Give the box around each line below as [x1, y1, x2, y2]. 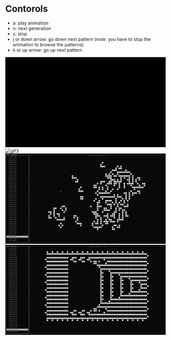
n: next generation [12, 25, 51, 31]
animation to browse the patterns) [12, 41, 84, 47]
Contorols [5, 3, 48, 15]
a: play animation [12, 20, 49, 26]
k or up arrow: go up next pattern [12, 47, 82, 53]
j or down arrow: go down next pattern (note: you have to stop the [12, 36, 151, 42]
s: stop [12, 31, 27, 37]
